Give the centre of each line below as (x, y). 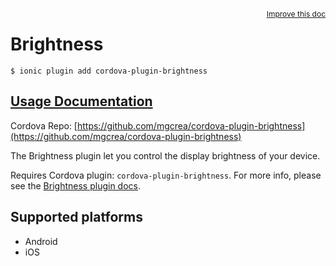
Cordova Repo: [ (44, 125)
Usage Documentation (81, 101)
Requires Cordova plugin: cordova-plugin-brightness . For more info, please (166, 175)
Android (41, 241)
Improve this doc (296, 14)
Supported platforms (76, 217)
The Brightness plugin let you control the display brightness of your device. (165, 155)
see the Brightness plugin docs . (75, 185)
